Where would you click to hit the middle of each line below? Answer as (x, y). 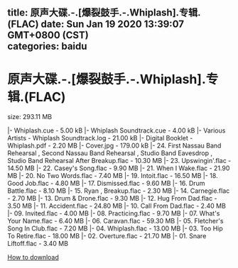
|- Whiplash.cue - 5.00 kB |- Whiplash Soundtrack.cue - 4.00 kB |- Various (117, 130)
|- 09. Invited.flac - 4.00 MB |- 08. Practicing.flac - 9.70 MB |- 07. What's (114, 213)
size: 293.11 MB (29, 117)
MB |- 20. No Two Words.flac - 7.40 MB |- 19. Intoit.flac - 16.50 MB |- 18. (113, 176)
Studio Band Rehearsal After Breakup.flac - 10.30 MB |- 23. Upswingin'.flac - (119, 161)
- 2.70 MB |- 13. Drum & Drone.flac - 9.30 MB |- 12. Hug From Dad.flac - (113, 199)
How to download (33, 257)
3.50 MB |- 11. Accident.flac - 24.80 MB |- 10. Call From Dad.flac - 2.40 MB (117, 206)
